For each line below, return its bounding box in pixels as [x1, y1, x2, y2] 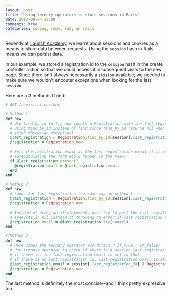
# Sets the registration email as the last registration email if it [10, 149, 160, 154]
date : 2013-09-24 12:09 [5, 17, 56, 22]
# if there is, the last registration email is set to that [10, 252, 140, 257]
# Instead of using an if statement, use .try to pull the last [10, 210, 149, 215]
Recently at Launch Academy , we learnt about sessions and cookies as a [5, 40, 158, 46]
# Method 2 [5, 182, 28, 187]
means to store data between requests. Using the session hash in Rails [5, 46, 154, 52]
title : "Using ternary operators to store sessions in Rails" [5, 12, 140, 17]
